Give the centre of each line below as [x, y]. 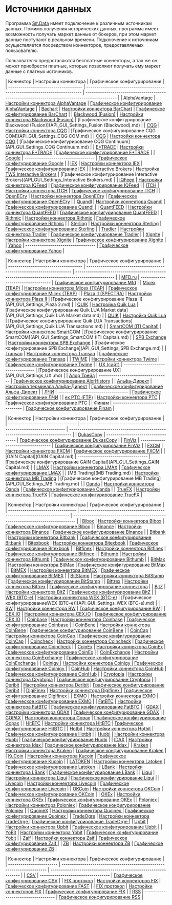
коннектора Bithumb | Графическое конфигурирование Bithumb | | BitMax [85, 559]
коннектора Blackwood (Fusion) [40, 119]
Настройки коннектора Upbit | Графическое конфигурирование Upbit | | [84, 827]
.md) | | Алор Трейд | [75, 375]
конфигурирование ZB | [31, 848]
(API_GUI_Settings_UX [29, 375]
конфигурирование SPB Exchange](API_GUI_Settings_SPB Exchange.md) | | [86, 348]
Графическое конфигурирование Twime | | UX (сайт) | [64, 364]
